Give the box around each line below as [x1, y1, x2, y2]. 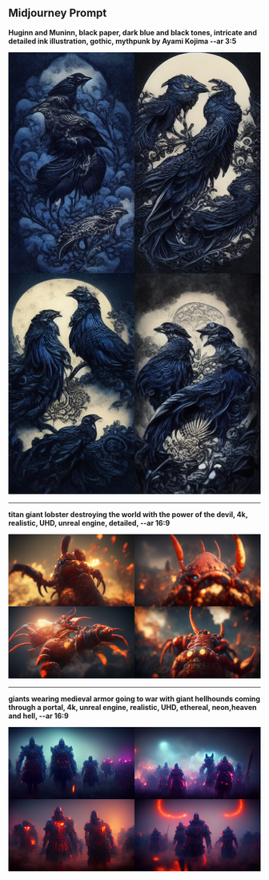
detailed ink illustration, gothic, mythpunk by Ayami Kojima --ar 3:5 [8, 36, 237, 46]
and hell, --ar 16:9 [8, 711, 70, 721]
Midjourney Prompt [8, 6, 107, 20]
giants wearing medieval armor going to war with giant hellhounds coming [8, 693, 261, 704]
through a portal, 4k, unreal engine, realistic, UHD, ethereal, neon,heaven [8, 702, 257, 712]
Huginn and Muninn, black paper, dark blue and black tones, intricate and [8, 27, 258, 37]
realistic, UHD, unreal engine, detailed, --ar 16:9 [8, 518, 171, 527]
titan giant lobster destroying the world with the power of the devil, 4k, [8, 509, 248, 519]
